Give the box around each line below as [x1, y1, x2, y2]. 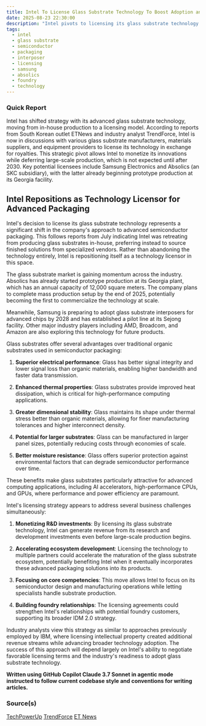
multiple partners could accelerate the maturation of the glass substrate [15, 552, 197, 559]
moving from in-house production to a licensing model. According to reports [6, 124, 199, 131]
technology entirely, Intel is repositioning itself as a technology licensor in [6, 252, 192, 260]
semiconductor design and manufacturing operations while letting [15, 583, 182, 590]
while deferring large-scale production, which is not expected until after [6, 156, 188, 164]
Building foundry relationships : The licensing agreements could [15, 601, 179, 609]
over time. [15, 465, 41, 473]
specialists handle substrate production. [15, 590, 116, 597]
